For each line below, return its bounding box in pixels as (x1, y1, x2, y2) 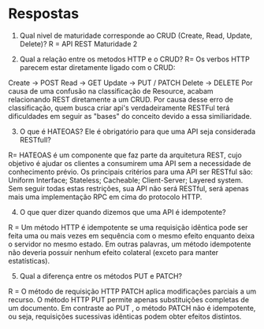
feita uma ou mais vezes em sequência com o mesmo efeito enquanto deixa (8, 231, 255, 240)
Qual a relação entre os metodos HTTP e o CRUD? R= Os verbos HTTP (19, 54, 250, 64)
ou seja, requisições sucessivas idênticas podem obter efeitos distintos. (8, 312, 242, 321)
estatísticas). (8, 256, 50, 265)
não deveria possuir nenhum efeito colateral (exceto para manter (8, 247, 219, 257)
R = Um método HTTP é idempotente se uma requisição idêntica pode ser (8, 222, 248, 232)
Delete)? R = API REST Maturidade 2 (19, 39, 138, 48)
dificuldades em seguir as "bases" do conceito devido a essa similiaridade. (8, 111, 252, 120)
